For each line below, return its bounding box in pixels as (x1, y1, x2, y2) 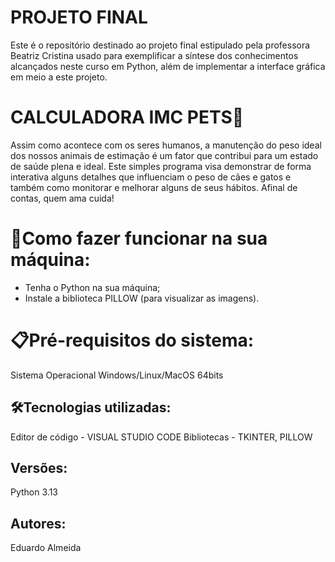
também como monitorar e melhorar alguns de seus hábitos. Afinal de (10, 181, 298, 193)
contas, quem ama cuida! (10, 192, 115, 204)
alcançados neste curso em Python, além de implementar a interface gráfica (10, 60, 326, 72)
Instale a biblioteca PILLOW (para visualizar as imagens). (24, 292, 260, 304)
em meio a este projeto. (10, 71, 108, 83)
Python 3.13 (10, 486, 58, 498)
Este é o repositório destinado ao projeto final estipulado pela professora (10, 39, 311, 51)
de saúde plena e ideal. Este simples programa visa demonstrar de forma (10, 160, 312, 172)
